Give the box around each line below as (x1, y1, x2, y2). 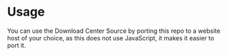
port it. (7, 41, 26, 49)
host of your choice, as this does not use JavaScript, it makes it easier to (7, 33, 215, 42)
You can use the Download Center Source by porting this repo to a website (7, 27, 221, 35)
